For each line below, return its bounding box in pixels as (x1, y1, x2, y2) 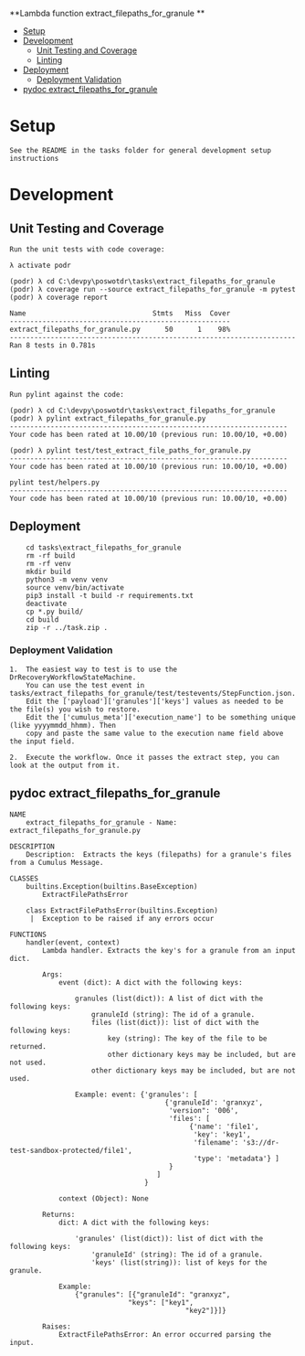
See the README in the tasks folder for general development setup (9, 145, 272, 155)
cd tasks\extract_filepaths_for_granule (26, 543, 182, 552)
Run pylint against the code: (9, 390, 125, 399)
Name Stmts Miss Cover (9, 308, 231, 318)
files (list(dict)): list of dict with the (90, 1018, 259, 1027)
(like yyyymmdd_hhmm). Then (9, 721, 117, 730)
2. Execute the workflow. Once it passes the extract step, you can (9, 753, 280, 762)
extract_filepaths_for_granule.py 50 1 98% (9, 325, 231, 334)
